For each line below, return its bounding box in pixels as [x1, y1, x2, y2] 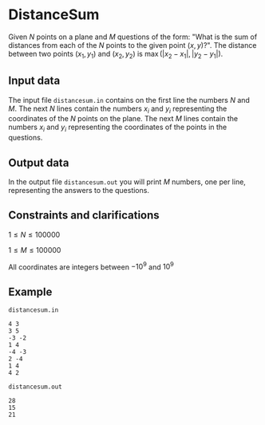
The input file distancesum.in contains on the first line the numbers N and [8, 95, 250, 104]
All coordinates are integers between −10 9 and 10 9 [8, 261, 174, 272]
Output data [8, 155, 69, 169]
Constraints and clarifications [8, 209, 160, 222]
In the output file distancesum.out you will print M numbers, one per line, [8, 177, 246, 187]
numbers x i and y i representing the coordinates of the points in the [8, 122, 227, 134]
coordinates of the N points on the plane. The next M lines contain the [8, 114, 238, 124]
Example [8, 285, 53, 298]
